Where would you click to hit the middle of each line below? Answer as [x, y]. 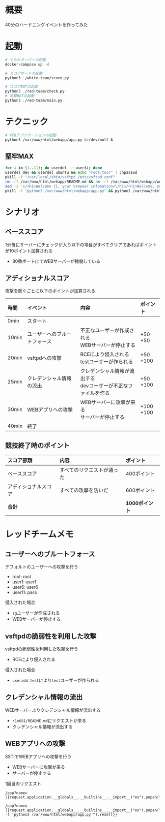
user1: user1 [24, 582]
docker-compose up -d [27, 64]
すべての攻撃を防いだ [84, 490]
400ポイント [140, 474]
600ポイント [140, 490]
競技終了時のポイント [37, 445]
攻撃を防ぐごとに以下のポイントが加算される [50, 291]
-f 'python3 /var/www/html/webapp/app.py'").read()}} [61, 814]
